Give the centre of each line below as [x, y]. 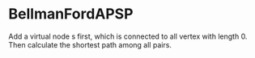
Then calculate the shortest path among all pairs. [90, 44]
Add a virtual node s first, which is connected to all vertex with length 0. [128, 36]
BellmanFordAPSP [71, 14]
